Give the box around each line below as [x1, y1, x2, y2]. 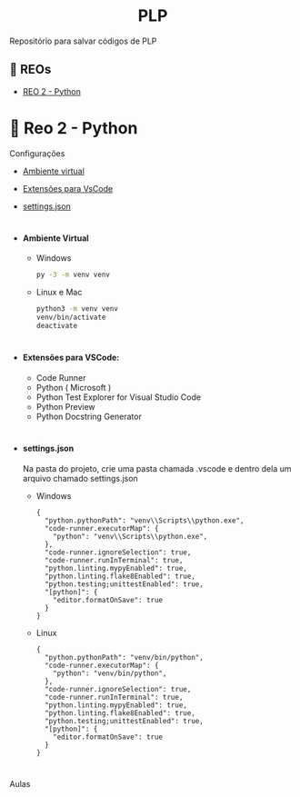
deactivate [35, 322, 78, 331]
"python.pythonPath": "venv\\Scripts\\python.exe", [44, 515, 245, 525]
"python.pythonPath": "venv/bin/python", [44, 653, 205, 662]
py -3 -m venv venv [35, 270, 111, 280]
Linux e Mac [35, 287, 83, 298]
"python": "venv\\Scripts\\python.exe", [53, 532, 208, 541]
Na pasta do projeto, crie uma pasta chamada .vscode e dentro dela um [22, 463, 292, 473]
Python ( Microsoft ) [35, 382, 112, 393]
